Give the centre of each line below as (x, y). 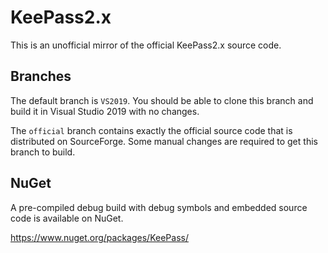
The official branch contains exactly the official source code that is (151, 130)
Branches (41, 76)
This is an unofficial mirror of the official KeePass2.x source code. (146, 45)
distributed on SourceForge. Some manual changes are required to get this (164, 141)
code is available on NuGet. (67, 218)
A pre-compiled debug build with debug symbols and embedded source (159, 207)
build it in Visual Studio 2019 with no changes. (105, 111)
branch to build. (43, 152)
